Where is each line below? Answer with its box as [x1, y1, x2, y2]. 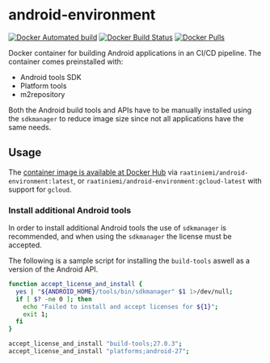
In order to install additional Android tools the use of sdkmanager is [8, 223, 226, 233]
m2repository [19, 89, 65, 99]
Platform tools [19, 81, 67, 91]
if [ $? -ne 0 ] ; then [15, 295, 92, 303]
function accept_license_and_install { [8, 281, 143, 289]
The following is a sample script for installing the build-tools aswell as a [8, 256, 251, 266]
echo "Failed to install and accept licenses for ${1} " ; [23, 302, 219, 310]
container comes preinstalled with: [8, 57, 124, 66]
